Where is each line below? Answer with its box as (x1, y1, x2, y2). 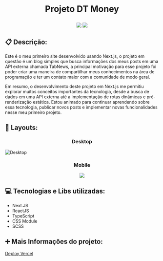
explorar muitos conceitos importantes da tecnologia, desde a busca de (5, 89, 150, 94)
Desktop (71, 138, 93, 145)
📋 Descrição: (5, 38, 47, 46)
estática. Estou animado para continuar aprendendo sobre (32, 99, 150, 105)
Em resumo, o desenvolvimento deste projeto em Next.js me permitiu (5, 84, 144, 89)
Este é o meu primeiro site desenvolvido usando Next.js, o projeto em (5, 53, 145, 59)
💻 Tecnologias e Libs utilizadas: (5, 187, 105, 196)
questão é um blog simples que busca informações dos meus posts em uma (5, 59, 159, 64)
